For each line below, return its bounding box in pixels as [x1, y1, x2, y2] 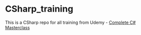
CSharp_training [5, 3, 73, 15]
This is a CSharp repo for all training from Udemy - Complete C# [5, 19, 136, 25]
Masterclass [5, 24, 30, 30]
